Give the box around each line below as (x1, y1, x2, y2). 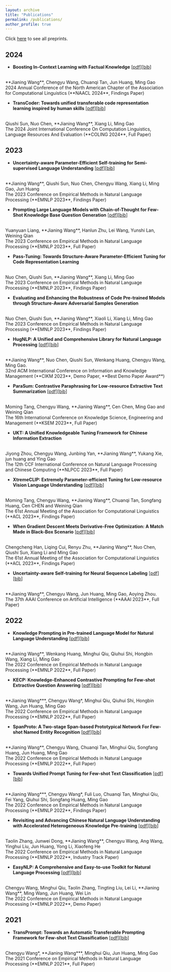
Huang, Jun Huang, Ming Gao (5, 749, 68, 755)
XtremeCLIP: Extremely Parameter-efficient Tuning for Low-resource (12, 476, 162, 482)
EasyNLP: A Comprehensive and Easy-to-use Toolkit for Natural (12, 864, 151, 870)
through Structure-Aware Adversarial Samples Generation (12, 300, 139, 306)
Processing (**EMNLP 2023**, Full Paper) (5, 243, 96, 250)
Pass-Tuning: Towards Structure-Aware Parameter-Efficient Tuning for (12, 253, 166, 259)
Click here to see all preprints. (5, 36, 68, 42)
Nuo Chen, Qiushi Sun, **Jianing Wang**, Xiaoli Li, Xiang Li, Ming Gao (5, 315, 154, 321)
